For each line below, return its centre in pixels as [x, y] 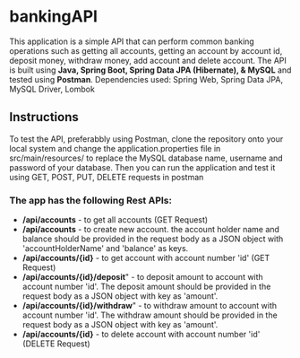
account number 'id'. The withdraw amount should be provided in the [150, 315]
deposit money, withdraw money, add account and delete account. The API [148, 60]
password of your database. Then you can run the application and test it [142, 167]
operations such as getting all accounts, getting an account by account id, [146, 50]
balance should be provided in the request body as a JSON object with [153, 239]
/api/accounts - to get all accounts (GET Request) [115, 220]
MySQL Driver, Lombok [52, 89]
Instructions [44, 117]
